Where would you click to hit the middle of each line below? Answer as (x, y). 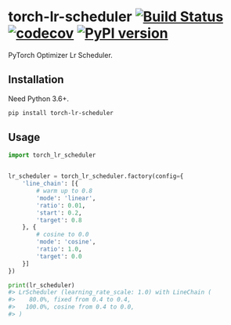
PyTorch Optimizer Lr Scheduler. (61, 55)
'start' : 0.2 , (59, 213)
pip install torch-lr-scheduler (61, 113)
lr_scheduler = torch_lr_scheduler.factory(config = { (96, 176)
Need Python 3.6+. (38, 99)
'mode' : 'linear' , (66, 198)
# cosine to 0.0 (63, 235)
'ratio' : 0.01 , (61, 205)
